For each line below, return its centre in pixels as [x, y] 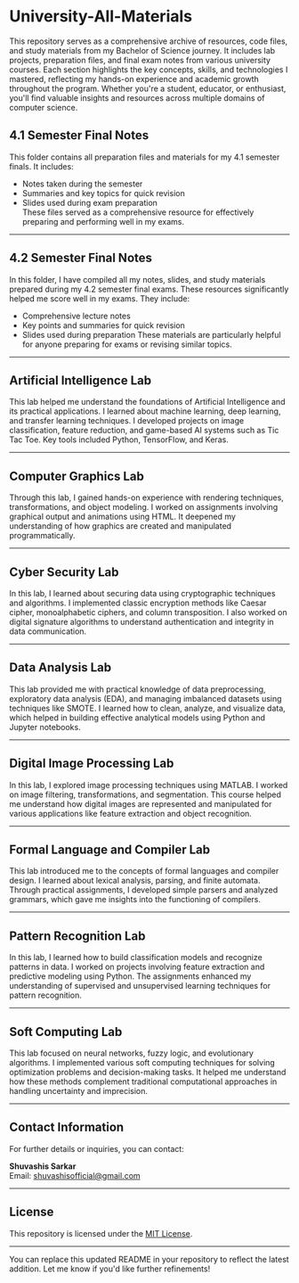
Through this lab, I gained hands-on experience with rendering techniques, [147, 498]
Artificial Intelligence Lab [81, 380]
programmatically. [42, 536]
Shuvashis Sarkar [43, 1166]
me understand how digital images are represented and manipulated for [141, 803]
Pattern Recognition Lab [77, 936]
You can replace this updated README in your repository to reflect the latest [149, 1259]
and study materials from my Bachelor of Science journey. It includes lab [142, 50]
